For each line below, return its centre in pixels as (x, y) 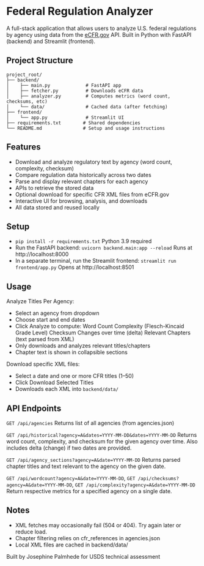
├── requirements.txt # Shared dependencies (73, 123)
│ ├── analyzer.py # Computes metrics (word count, (89, 96)
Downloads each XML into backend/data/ (67, 389)
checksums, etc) (27, 101)
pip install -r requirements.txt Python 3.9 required (83, 241)
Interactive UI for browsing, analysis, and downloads (81, 201)
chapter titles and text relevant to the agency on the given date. (86, 466)
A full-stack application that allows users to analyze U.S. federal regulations (101, 28)
